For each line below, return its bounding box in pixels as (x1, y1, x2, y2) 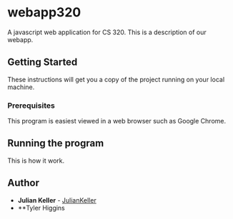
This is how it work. (7, 156, 65, 165)
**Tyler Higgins (17, 203, 66, 212)
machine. (7, 83, 35, 91)
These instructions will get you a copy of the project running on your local (7, 75, 225, 83)
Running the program (7, 137, 104, 150)
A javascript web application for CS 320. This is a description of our (7, 28, 207, 36)
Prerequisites (7, 101, 55, 111)
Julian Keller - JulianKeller (17, 195, 96, 204)
